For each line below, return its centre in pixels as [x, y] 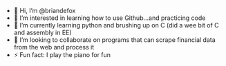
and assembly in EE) [43, 32]
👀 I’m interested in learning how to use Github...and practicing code [110, 18]
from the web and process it [54, 47]
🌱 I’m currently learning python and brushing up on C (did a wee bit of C [116, 25]
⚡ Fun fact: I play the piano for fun [62, 55]
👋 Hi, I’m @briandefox [45, 11]
